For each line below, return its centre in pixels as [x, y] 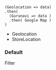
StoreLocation [26, 39]
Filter [10, 63]
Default [14, 52]
